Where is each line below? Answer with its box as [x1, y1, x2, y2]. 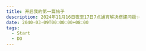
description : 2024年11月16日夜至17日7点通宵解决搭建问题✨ [6, 14, 140, 20]
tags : [6, 25, 20, 31]
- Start [11, 30, 31, 36]
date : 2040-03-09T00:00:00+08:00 [6, 19, 89, 25]
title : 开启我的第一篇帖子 [6, 8, 65, 15]
